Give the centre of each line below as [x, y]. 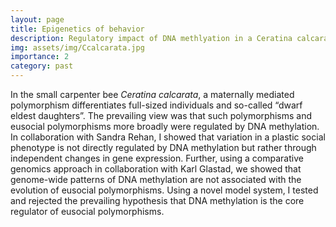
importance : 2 [40, 57]
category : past [42, 66]
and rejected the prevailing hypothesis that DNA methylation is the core [157, 200]
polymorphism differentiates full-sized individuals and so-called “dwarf [156, 105]
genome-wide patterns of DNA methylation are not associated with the [156, 179]
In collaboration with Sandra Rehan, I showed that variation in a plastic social [168, 137]
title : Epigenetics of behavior [77, 29]
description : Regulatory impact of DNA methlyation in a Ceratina [151, 38]
